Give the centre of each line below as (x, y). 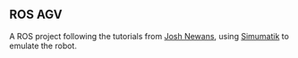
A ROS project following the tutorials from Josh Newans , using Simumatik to (149, 36)
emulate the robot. (43, 46)
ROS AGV (36, 15)
